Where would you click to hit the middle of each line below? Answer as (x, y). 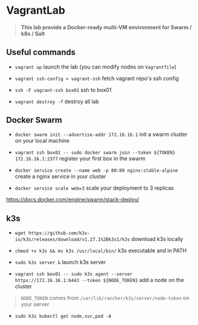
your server (35, 304)
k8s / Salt (33, 33)
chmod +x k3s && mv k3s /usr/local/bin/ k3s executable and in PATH (100, 250)
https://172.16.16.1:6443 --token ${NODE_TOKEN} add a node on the (99, 280)
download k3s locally (157, 239)
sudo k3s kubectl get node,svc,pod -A (63, 317)
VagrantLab (36, 10)
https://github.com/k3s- (59, 233)
